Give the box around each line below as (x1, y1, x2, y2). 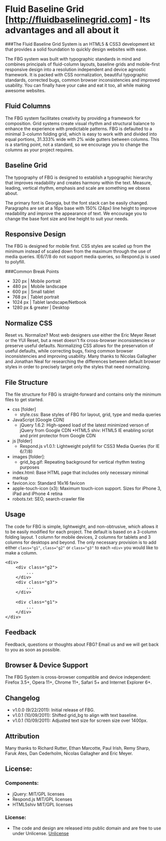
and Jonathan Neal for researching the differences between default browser (5, 358, 161, 364)
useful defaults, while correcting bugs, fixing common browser (5, 348, 134, 354)
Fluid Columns (5, 102, 51, 110)
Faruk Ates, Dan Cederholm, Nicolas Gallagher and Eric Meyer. (5, 751, 133, 757)
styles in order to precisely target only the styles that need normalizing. (5, 364, 151, 370)
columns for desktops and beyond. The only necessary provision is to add (5, 539, 157, 545)
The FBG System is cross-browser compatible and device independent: (5, 674, 151, 680)
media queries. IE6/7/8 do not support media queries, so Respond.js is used (5, 254, 160, 260)
